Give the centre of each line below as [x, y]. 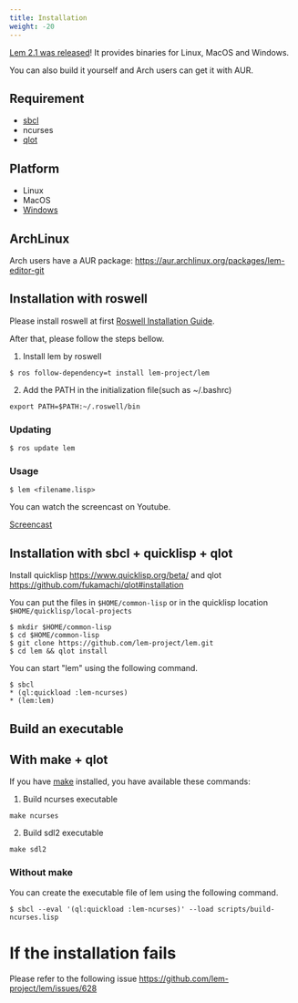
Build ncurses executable [70, 800]
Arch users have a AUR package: [72, 260]
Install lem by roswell [62, 356]
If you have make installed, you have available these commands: [130, 781]
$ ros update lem [42, 449]
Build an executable [67, 729]
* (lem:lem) [32, 701]
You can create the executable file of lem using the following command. [144, 892]
